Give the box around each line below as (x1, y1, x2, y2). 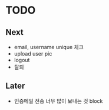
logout (14, 57, 30, 63)
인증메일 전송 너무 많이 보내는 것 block (14, 97, 103, 104)
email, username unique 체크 (14, 44, 84, 50)
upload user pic (14, 50, 52, 57)
